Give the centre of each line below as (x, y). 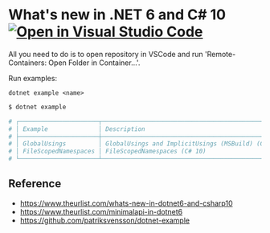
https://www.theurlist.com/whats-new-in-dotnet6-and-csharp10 (126, 203)
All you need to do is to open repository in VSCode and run (106, 54)
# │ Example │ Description (77, 129)
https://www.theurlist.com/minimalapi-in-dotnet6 (101, 211)
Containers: (27, 63)
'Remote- (220, 54)
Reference (35, 184)
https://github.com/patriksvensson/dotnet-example (105, 220)
